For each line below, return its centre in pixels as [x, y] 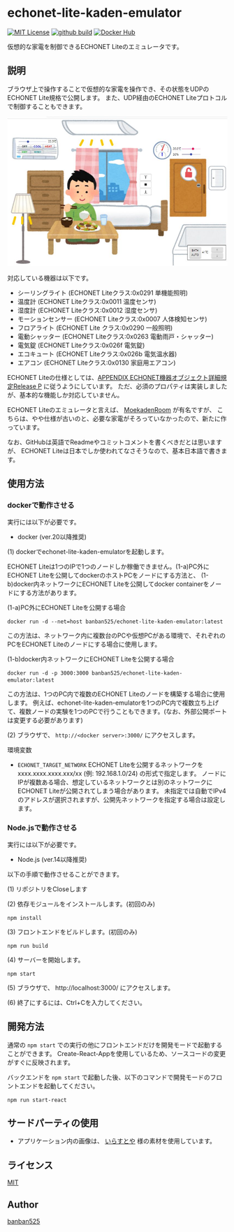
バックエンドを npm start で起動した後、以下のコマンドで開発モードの [109, 1077]
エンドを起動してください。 [59, 1086]
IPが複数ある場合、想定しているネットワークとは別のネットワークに [115, 782]
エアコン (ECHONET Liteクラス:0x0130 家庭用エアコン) [96, 362]
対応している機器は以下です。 [50, 278]
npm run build [28, 946]
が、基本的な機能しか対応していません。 [65, 395]
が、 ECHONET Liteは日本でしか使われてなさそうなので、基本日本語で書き [114, 450]
